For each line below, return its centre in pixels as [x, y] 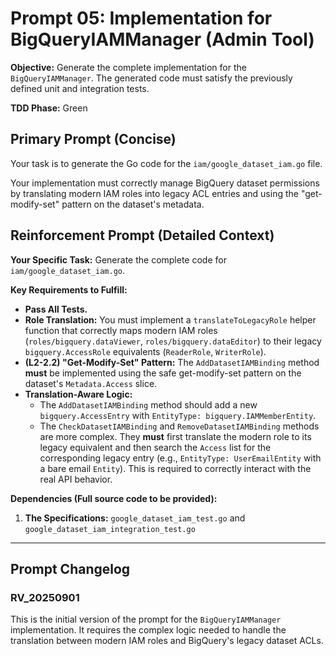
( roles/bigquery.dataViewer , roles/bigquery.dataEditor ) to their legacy [173, 341]
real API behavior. [76, 479]
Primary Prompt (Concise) [93, 139]
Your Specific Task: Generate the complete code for [118, 259]
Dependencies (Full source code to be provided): [114, 498]
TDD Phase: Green [49, 108]
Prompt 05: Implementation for [141, 18]
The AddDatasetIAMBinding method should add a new [148, 404]
